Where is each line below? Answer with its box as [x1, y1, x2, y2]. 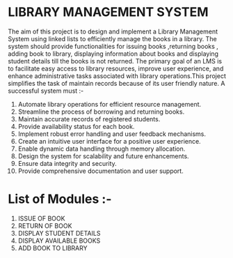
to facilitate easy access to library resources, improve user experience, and [8, 64, 224, 73]
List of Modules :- [8, 191, 112, 207]
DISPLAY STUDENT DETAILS [17, 229, 101, 237]
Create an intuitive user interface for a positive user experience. [17, 137, 201, 145]
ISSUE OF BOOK [17, 214, 65, 222]
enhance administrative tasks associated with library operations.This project [8, 71, 227, 80]
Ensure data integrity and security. [17, 159, 117, 167]
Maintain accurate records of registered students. [17, 114, 161, 123]
